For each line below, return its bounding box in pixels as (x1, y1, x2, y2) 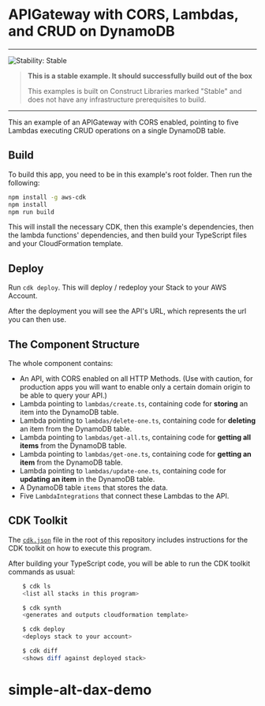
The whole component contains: (8, 359, 114, 368)
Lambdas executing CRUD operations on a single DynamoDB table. (8, 125, 226, 135)
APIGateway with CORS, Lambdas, (8, 6, 239, 24)
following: (8, 177, 40, 187)
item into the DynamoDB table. (19, 408, 120, 417)
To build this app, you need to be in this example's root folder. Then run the (8, 170, 252, 179)
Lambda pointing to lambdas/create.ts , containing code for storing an (19, 399, 248, 408)
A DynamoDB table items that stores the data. (19, 483, 168, 492)
